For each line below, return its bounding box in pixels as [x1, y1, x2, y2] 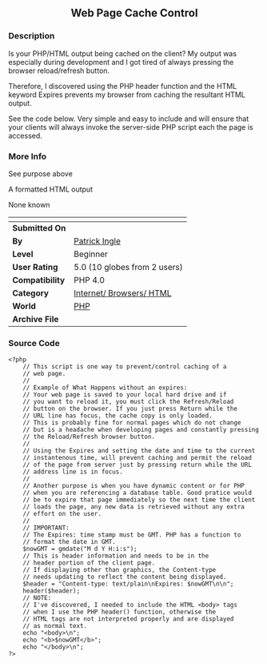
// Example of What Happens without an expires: [22, 384, 188, 392]
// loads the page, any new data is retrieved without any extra [22, 503, 245, 511]
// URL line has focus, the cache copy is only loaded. [22, 412, 213, 420]
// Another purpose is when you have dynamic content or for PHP [22, 482, 245, 490]
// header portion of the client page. [22, 559, 156, 567]
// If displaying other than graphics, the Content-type [22, 566, 217, 574]
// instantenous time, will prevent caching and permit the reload [22, 454, 252, 462]
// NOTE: [22, 594, 52, 602]
